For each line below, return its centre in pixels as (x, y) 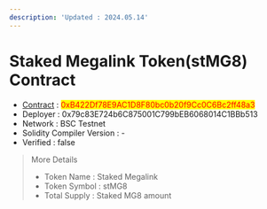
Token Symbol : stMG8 (86, 186)
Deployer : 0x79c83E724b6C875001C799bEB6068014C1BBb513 (140, 114)
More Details (54, 159)
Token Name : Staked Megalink (101, 176)
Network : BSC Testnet (64, 123)
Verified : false (48, 142)
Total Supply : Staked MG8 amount (108, 195)
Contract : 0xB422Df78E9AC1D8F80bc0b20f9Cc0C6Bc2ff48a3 (138, 104)
